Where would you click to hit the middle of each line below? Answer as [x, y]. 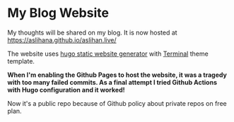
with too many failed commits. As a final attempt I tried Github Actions [112, 82]
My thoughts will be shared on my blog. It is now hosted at [93, 32]
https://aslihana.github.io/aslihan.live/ [62, 39]
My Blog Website [58, 13]
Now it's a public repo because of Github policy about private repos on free [117, 103]
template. [21, 61]
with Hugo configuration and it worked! [66, 90]
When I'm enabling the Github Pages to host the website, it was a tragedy [117, 75]
